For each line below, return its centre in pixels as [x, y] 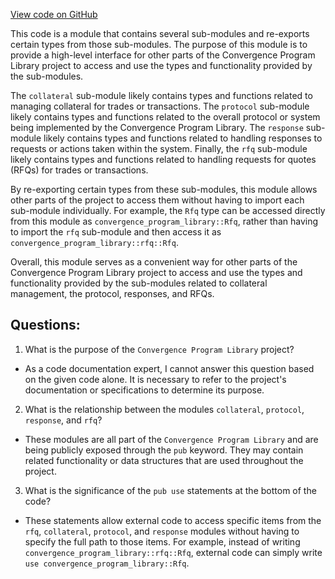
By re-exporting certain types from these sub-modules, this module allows [164, 189]
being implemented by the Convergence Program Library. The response [157, 127]
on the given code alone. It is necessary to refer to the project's [155, 379]
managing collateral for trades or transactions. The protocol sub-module [160, 106]
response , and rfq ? [63, 420]
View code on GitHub [54, 14]
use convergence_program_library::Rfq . [107, 563]
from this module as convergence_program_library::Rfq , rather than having [164, 221]
